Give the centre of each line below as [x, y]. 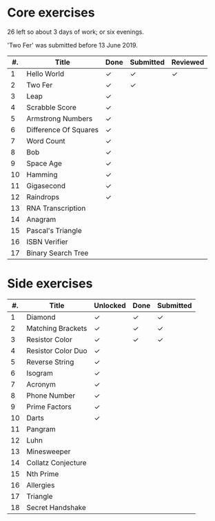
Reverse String [50, 362]
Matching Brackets [57, 328]
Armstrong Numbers [60, 119]
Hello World [45, 74]
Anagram [41, 219]
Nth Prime [43, 473]
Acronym [41, 384]
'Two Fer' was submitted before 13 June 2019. [72, 45]
